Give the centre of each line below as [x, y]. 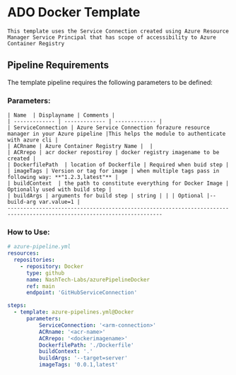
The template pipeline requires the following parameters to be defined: [110, 82]
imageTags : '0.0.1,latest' [78, 365]
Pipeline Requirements [58, 65]
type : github [45, 273]
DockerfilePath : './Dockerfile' [86, 345]
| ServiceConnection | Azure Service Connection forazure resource [109, 128]
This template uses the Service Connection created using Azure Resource [118, 31]
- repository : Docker [52, 266]
